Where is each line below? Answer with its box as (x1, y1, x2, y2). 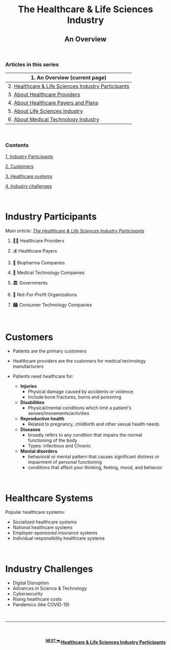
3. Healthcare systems (5, 173, 52, 179)
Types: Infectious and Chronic (27, 443, 91, 449)
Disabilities (20, 399, 45, 406)
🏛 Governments (12, 280, 48, 286)
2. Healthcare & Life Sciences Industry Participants (8, 83, 130, 90)
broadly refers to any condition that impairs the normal (27, 432, 142, 438)
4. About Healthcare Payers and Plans (8, 99, 99, 107)
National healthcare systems (12, 524, 73, 531)
